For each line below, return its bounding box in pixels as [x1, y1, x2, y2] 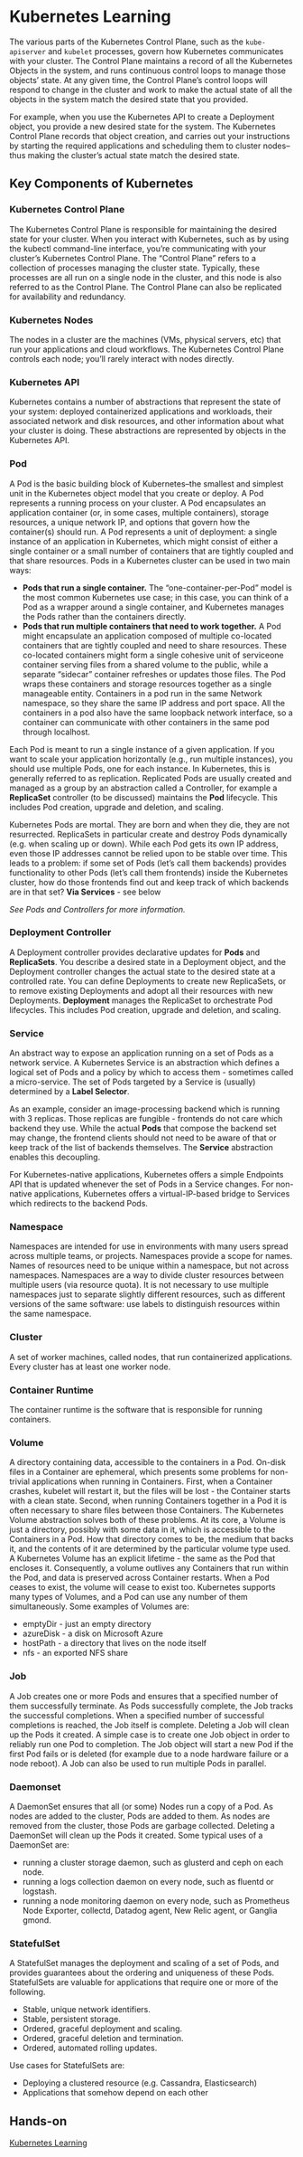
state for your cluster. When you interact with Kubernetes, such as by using [9, 233, 289, 244]
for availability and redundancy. [9, 291, 126, 302]
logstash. [22, 1886, 57, 1897]
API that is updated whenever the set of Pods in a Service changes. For [9, 1178, 274, 1190]
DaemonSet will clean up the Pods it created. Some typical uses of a [9, 1830, 263, 1840]
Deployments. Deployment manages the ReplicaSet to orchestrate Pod [9, 995, 273, 1006]
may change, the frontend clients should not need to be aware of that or [9, 1132, 277, 1143]
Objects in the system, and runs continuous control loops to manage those [9, 65, 287, 76]
